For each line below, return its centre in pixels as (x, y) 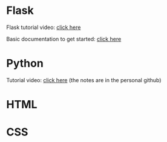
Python (25, 63)
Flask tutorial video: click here (44, 27)
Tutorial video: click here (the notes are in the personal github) (84, 80)
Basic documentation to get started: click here (64, 39)
